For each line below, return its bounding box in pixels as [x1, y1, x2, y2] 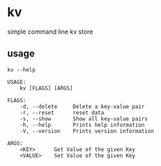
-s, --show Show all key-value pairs [20, 115, 148, 123]
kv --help [7, 66, 36, 74]
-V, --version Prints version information [20, 127, 155, 134]
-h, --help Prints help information [20, 121, 145, 128]
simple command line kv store [7, 27, 93, 36]
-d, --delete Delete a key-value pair [20, 103, 145, 110]
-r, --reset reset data [20, 109, 105, 116]
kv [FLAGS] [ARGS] [20, 85, 73, 92]
